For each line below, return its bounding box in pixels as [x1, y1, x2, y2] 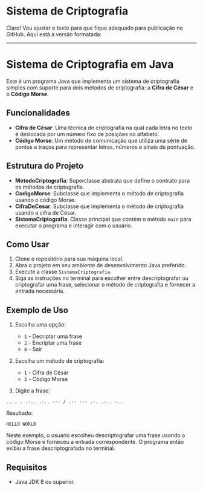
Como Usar [6, 239, 50, 249]
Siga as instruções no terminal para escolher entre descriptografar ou [14, 275, 189, 282]
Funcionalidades [6, 108, 71, 119]
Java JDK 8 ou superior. [14, 478, 76, 485]
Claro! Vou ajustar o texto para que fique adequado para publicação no [6, 24, 183, 31]
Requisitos [6, 462, 47, 472]
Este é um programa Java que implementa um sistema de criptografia [6, 77, 180, 85]
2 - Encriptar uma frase [24, 339, 82, 346]
